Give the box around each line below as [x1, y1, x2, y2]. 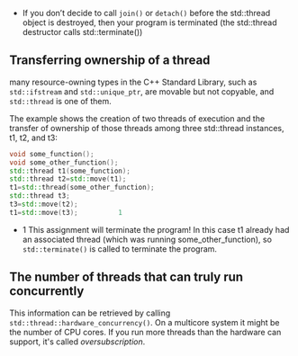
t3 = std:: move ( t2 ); [9, 200, 78, 209]
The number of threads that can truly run [9, 270, 244, 285]
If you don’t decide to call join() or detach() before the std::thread [22, 8, 271, 18]
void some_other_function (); [9, 157, 119, 167]
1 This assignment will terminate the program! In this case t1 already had [22, 224, 290, 235]
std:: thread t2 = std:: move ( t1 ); [9, 174, 127, 183]
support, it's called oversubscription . [9, 336, 146, 347]
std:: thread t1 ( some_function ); [9, 166, 131, 175]
